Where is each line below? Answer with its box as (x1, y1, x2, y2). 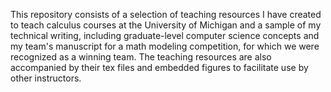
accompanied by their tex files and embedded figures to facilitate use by (10, 62, 309, 73)
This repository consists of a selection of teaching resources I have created (10, 9, 322, 20)
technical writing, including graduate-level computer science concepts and (10, 30, 320, 41)
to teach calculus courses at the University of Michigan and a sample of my (10, 19, 322, 31)
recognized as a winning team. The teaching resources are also (10, 51, 272, 63)
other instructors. (10, 72, 82, 84)
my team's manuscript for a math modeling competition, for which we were (10, 40, 320, 52)
